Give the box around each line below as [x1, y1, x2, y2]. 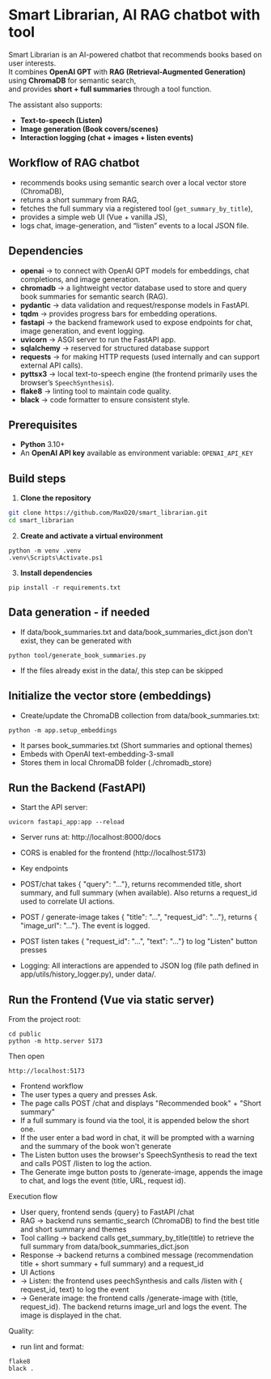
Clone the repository [19, 493, 91, 503]
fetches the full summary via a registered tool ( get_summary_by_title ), [19, 203, 253, 213]
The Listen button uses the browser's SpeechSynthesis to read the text [19, 1150, 257, 1160]
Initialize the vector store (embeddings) [8, 689, 212, 703]
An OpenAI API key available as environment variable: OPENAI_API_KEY [19, 448, 253, 458]
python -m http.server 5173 [8, 1037, 104, 1045]
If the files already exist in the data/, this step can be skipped [19, 666, 224, 675]
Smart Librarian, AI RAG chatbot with [8, 6, 260, 24]
